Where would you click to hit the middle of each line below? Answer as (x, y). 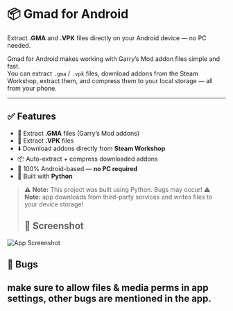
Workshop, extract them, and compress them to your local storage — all (110, 80)
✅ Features (32, 117)
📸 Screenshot (54, 226)
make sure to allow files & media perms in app (108, 288)
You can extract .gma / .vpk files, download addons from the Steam (103, 73)
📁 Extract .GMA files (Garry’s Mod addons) (78, 133)
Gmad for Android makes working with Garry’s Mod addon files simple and (114, 59)
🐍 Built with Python (45, 176)
